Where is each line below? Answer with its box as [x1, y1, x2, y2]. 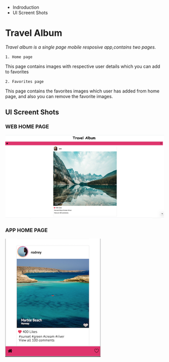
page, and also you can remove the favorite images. [5, 93, 114, 99]
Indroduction [12, 5, 39, 10]
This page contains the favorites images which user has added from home [5, 88, 160, 94]
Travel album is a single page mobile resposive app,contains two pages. [5, 44, 156, 50]
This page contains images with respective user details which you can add [5, 63, 160, 69]
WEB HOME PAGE [5, 123, 49, 130]
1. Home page [5, 54, 33, 60]
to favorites [5, 68, 29, 75]
